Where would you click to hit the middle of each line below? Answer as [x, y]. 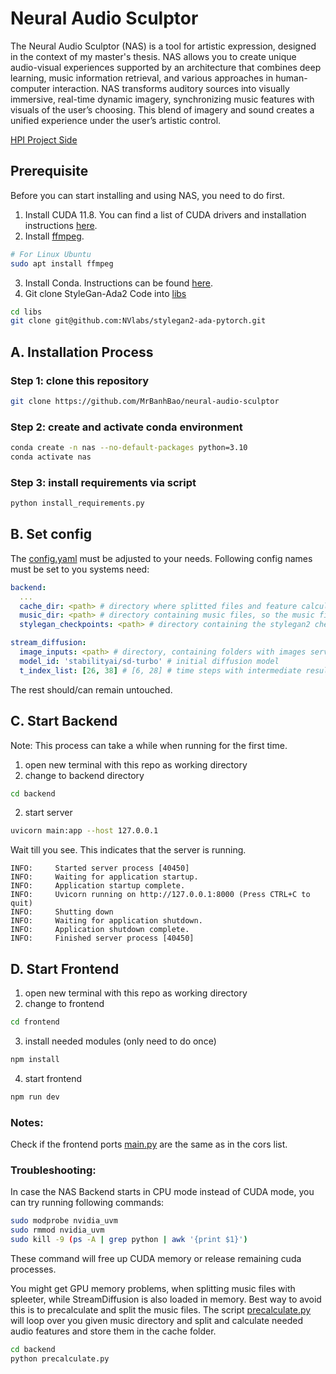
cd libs [26, 312]
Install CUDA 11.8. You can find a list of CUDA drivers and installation [165, 214]
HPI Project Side [44, 139]
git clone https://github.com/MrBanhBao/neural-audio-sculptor [145, 401]
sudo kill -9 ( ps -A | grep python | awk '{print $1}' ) [129, 1240]
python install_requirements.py [77, 503]
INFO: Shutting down [62, 912]
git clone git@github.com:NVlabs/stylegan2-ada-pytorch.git [138, 321]
